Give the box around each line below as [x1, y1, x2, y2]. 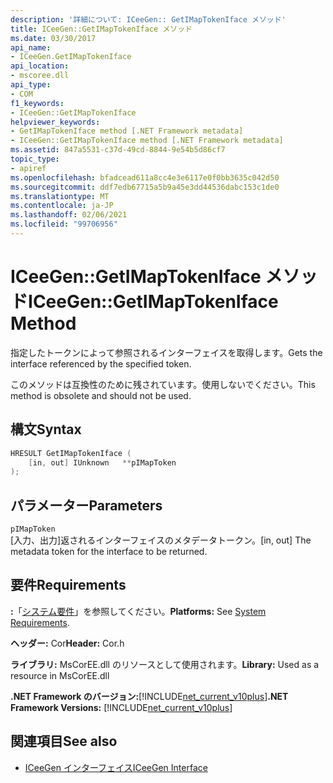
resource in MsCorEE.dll [10, 669, 110, 681]
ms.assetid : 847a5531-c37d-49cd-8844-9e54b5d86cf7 [10, 145, 226, 155]
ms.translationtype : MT [10, 191, 110, 201]
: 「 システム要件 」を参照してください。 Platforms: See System [10, 605, 267, 617]
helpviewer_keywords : [10, 117, 101, 127]
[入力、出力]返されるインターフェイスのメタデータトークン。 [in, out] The [10, 534, 312, 546]
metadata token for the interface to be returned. [10, 546, 208, 558]
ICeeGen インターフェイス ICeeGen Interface [24, 761, 208, 773]
